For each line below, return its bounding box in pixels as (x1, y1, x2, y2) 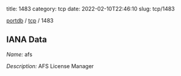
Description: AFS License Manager (6, 62, 94, 69)
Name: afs (6, 50, 32, 58)
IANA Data (6, 35, 47, 45)
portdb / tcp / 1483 (6, 17, 54, 24)
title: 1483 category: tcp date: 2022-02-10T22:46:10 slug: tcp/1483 (6, 5, 175, 12)
